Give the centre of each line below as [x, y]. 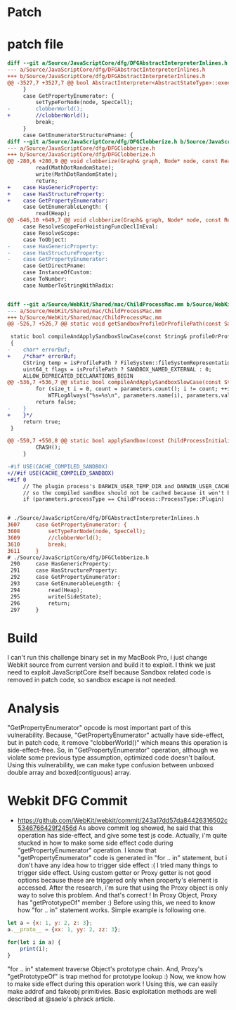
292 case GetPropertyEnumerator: [65, 577]
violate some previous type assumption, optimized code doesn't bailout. [112, 757]
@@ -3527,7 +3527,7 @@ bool [48, 83]
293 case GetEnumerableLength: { [65, 584]
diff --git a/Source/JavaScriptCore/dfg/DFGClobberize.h [92, 141]
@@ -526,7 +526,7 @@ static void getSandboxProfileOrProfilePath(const [114, 324]
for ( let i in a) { [34, 942]
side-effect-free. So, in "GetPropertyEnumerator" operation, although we [113, 750]
